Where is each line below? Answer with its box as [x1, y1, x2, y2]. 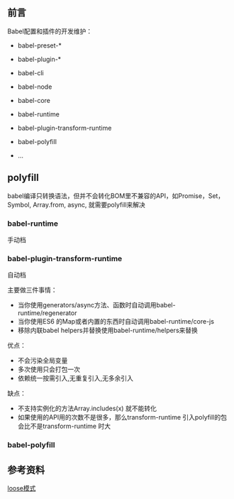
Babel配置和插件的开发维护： [7, 27, 93, 35]
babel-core [17, 96, 51, 104]
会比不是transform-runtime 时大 [17, 422, 111, 431]
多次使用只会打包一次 [17, 365, 80, 374]
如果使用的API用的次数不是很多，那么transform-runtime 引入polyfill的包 [17, 413, 227, 422]
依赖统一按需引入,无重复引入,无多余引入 [17, 374, 133, 383]
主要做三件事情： [7, 286, 57, 295]
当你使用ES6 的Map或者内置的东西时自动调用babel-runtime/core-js [17, 317, 215, 326]
